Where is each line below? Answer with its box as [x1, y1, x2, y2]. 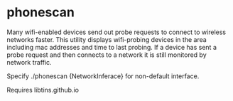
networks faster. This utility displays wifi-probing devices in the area [6, 35, 207, 43]
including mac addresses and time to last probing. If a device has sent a [6, 43, 217, 51]
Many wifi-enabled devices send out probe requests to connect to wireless [6, 28, 227, 36]
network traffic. [6, 58, 52, 66]
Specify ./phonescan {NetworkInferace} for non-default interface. [6, 72, 200, 80]
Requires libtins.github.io [6, 85, 80, 94]
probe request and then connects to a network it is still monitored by [6, 51, 207, 59]
